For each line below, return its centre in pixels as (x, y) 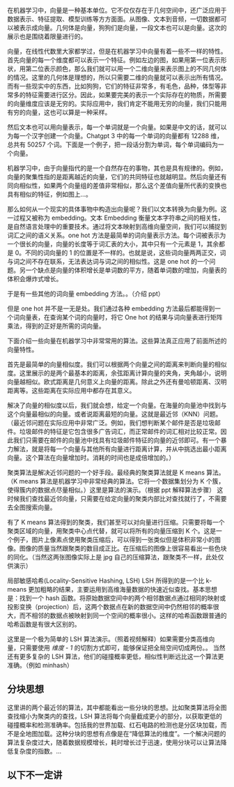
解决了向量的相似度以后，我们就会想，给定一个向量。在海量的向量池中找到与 (117, 405)
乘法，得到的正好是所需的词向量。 (56, 326)
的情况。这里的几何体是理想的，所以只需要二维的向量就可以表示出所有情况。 (117, 77)
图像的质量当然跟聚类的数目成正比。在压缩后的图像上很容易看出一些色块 (123, 548)
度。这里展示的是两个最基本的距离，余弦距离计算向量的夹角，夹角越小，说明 (117, 373)
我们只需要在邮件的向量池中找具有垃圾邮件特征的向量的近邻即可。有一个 (117, 440)
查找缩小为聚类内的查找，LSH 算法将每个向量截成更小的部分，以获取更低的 (115, 716)
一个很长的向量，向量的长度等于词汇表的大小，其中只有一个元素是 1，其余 (113, 244)
